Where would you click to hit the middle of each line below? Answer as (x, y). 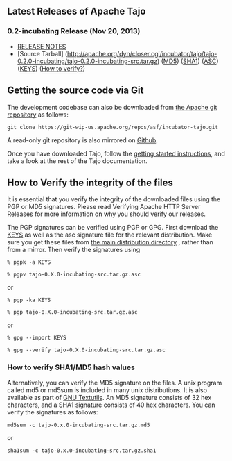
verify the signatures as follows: (53, 412)
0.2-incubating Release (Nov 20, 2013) (74, 31)
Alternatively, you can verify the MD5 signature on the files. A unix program (115, 383)
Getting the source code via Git (75, 91)
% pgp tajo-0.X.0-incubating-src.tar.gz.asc (72, 312)
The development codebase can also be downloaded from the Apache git (112, 107)
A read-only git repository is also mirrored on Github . (82, 140)
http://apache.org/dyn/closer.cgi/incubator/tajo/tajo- (142, 53)
